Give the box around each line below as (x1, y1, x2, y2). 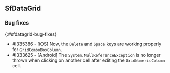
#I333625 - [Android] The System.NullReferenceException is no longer (12, 52, 161, 58)
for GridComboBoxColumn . (12, 46, 62, 53)
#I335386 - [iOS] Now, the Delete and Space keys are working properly (12, 41, 162, 47)
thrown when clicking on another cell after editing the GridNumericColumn (12, 57, 165, 63)
